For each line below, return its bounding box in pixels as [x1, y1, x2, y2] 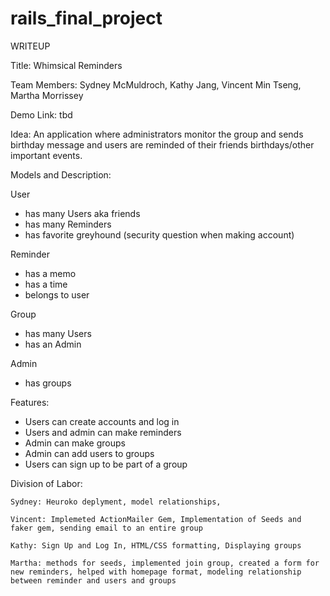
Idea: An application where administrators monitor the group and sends [10, 128, 304, 140]
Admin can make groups [24, 437, 126, 449]
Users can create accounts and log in [24, 415, 180, 427]
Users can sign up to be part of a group [24, 458, 188, 470]
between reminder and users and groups [10, 575, 177, 586]
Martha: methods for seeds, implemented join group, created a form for [10, 558, 320, 568]
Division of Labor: [10, 477, 83, 489]
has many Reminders [24, 218, 112, 230]
